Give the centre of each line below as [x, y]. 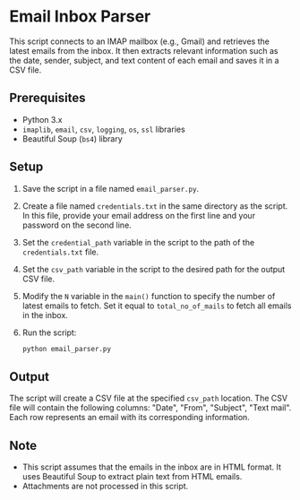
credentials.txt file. [60, 252]
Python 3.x [42, 119]
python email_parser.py [67, 349]
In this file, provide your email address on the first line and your [139, 215]
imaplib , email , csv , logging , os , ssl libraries [103, 129]
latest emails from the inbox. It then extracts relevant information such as [144, 50]
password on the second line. [77, 225]
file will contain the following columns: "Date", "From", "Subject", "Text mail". [150, 408]
